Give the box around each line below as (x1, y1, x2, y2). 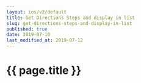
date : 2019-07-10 (6, 32, 51, 38)
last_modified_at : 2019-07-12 (6, 37, 84, 43)
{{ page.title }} (6, 63, 82, 78)
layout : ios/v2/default (6, 9, 67, 15)
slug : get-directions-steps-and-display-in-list (6, 20, 132, 26)
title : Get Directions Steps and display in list (6, 15, 136, 21)
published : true (6, 26, 48, 32)
